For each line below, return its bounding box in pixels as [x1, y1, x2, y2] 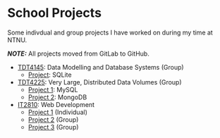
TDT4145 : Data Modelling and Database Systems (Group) [17, 63, 185, 71]
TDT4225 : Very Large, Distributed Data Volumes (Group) [17, 77, 182, 86]
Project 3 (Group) [28, 123, 79, 131]
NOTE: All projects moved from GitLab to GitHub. [7, 49, 149, 58]
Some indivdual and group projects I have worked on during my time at [7, 28, 213, 37]
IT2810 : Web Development [17, 100, 95, 108]
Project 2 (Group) [28, 115, 79, 124]
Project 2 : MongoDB [28, 93, 87, 101]
